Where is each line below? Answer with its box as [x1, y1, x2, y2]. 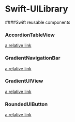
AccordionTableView [5, 31, 55, 38]
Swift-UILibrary [5, 3, 69, 15]
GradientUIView [5, 77, 44, 84]
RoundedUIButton [5, 101, 48, 107]
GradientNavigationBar [5, 55, 60, 61]
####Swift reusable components [5, 19, 71, 25]
